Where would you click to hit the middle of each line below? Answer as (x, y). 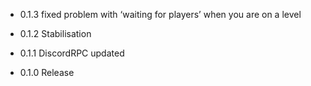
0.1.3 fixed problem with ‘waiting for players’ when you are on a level (160, 14)
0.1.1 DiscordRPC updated (72, 53)
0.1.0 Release (47, 72)
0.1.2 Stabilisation (55, 33)
